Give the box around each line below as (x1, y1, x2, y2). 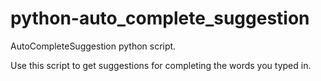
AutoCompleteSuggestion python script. (10, 40, 177, 52)
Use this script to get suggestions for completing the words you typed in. (10, 59, 312, 71)
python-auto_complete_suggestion (10, 7, 310, 30)
